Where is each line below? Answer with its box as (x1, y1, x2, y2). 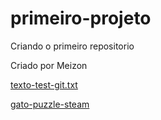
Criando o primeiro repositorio (10, 40, 135, 52)
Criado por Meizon (10, 59, 88, 71)
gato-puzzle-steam (10, 98, 90, 110)
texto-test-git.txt (10, 78, 78, 91)
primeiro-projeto (10, 7, 152, 30)
